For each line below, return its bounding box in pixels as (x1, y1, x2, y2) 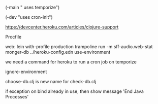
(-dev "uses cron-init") (5, 14, 53, 20)
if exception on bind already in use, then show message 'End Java (5, 88, 144, 94)
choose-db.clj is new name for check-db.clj (5, 79, 97, 84)
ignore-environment (5, 68, 47, 75)
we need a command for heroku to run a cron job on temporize (5, 59, 137, 65)
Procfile (5, 34, 22, 40)
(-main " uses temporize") (5, 5, 60, 10)
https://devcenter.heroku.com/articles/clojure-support (5, 24, 119, 30)
